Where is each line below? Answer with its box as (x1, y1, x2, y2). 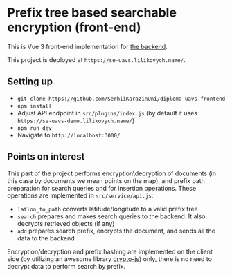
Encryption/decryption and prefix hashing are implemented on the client (7, 247, 213, 256)
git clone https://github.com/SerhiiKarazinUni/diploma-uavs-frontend (17, 95, 226, 102)
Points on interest (7, 151, 85, 163)
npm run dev (17, 124, 52, 132)
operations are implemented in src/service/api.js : (7, 191, 154, 200)
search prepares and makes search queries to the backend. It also (17, 212, 206, 220)
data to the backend (17, 233, 75, 242)
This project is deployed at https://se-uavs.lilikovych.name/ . (7, 55, 186, 64)
